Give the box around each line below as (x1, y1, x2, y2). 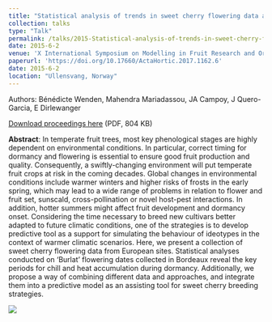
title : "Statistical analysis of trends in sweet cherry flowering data (8, 11, 259, 20)
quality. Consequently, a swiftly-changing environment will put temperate (8, 159, 253, 170)
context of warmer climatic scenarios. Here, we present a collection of (8, 237, 243, 247)
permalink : (8, 34, 45, 43)
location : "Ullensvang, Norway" (8, 72, 117, 80)
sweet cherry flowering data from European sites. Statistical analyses (8, 246, 240, 256)
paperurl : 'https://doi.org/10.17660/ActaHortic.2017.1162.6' (8, 57, 223, 66)
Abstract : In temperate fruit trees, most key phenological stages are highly (8, 134, 257, 144)
